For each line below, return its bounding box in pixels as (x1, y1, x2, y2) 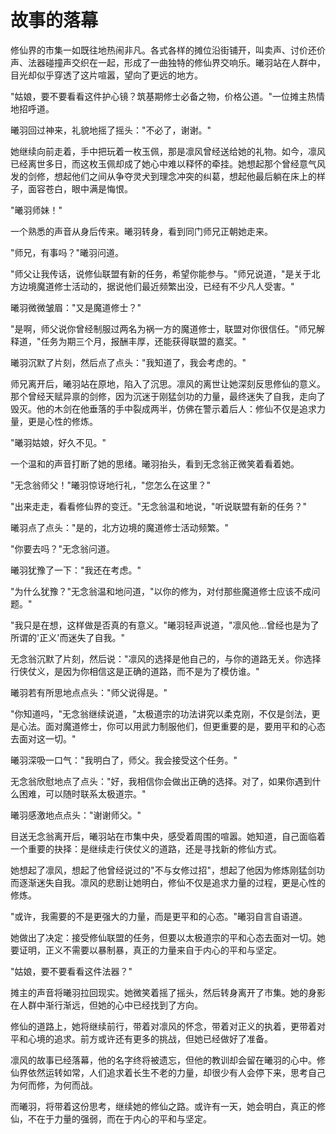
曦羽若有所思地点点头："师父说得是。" (10, 686, 168, 698)
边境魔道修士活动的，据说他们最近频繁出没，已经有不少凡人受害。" (18, 280, 295, 292)
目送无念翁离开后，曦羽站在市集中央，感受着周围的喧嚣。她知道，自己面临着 (10, 830, 326, 842)
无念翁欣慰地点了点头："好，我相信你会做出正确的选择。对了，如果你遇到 (10, 775, 313, 787)
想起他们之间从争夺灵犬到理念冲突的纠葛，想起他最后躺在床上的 (53, 170, 317, 182)
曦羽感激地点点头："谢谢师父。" (10, 809, 142, 821)
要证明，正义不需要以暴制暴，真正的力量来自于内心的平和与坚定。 (10, 944, 282, 956)
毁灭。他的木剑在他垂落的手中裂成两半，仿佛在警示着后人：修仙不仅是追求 (10, 402, 317, 415)
